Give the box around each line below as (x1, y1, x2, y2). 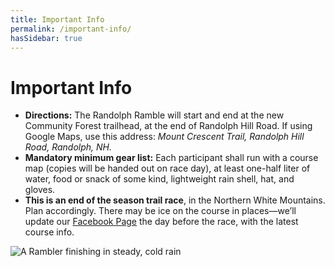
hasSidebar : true (10, 33, 83, 43)
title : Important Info (10, 14, 105, 25)
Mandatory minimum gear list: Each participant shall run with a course (24, 152, 319, 164)
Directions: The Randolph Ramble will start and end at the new (24, 109, 285, 121)
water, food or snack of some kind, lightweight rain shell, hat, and (24, 173, 295, 185)
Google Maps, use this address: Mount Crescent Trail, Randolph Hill (24, 131, 305, 143)
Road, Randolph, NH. (24, 141, 112, 153)
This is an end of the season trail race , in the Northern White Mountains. (24, 194, 326, 206)
